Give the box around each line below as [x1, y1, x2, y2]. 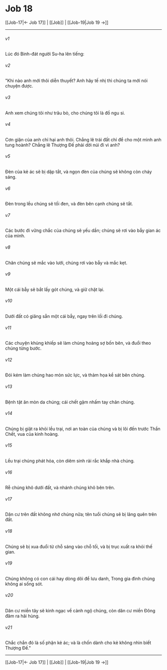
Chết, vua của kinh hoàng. [5, 431, 59, 437]
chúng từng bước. [5, 345, 42, 351]
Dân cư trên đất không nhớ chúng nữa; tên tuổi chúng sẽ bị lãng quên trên [5, 511, 157, 517]
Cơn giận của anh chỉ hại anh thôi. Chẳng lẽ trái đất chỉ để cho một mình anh [5, 136, 162, 142]
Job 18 [5, 3, 33, 14]
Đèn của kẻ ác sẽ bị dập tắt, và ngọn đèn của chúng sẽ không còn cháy [5, 169, 152, 175]
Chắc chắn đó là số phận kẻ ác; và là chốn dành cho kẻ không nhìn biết [5, 640, 152, 646]
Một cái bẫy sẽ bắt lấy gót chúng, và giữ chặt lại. [5, 287, 104, 292]
